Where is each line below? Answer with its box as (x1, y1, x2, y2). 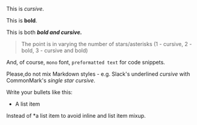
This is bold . (6, 17, 38, 24)
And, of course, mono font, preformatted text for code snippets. (6, 59, 165, 66)
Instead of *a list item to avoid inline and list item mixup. (6, 112, 146, 119)
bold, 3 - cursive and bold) (21, 47, 88, 54)
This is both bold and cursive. (6, 29, 82, 36)
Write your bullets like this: (6, 89, 73, 96)
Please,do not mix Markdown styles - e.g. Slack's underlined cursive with (6, 70, 190, 78)
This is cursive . (6, 5, 44, 12)
